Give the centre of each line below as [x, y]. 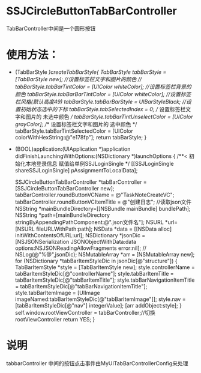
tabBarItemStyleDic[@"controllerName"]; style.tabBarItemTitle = [94, 273]
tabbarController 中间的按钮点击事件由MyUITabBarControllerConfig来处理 [97, 363]
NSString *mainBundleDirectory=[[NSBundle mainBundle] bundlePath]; [103, 208]
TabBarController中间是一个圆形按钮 [51, 28]
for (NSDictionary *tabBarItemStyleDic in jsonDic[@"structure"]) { [96, 261]
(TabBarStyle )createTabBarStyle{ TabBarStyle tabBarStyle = [91, 72]
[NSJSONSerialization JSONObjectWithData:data [76, 241]
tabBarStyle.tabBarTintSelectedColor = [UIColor [74, 131]
